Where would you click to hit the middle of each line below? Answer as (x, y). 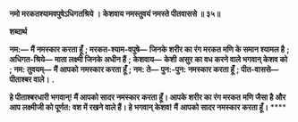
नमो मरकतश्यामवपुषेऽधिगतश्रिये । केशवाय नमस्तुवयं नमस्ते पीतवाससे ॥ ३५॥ (115, 14)
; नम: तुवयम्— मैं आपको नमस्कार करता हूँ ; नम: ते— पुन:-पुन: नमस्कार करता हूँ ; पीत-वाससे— (144, 69)
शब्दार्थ (18, 32)
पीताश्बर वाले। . (32, 79)
